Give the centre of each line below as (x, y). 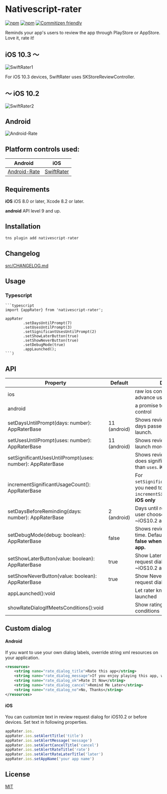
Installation (23, 227)
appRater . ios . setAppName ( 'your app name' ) (50, 759)
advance (145, 397)
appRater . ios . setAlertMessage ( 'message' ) (49, 740)
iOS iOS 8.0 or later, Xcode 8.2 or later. (45, 201)
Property (55, 383)
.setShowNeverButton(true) (51, 340)
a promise (147, 405)
